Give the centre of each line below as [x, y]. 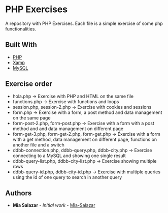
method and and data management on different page [68, 129]
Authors [19, 193]
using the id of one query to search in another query [67, 177]
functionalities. [21, 28]
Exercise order [29, 84]
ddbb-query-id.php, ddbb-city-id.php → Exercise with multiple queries [87, 172]
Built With [21, 45]
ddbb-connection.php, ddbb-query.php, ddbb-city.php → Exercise [82, 150]
